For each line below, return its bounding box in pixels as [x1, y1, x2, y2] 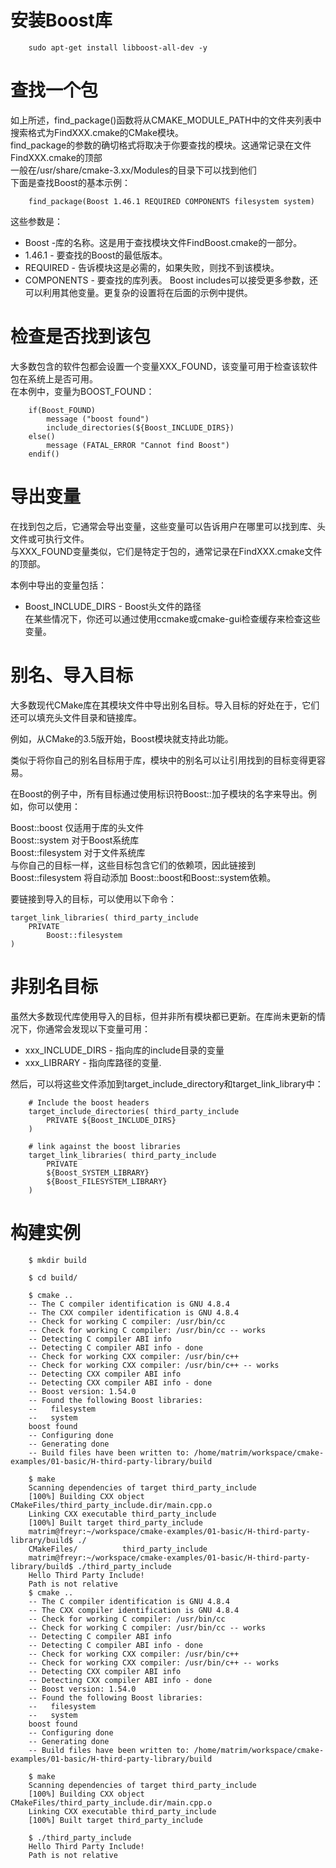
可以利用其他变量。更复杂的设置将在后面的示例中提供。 [24, 286, 253, 298]
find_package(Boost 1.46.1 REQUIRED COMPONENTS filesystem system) [28, 196, 315, 206]
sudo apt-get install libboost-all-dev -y [28, 42, 208, 53]
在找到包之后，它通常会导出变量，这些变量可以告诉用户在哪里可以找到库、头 [10, 520, 326, 532]
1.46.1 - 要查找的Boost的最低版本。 [24, 249, 168, 261]
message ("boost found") [46, 414, 150, 424]
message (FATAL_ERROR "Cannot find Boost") [46, 440, 230, 450]
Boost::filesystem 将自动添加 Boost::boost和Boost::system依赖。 [10, 871, 277, 883]
